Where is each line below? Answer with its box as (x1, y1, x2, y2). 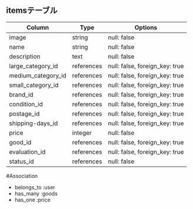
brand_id (9, 90, 34, 99)
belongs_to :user (14, 184, 55, 191)
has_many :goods (14, 190, 58, 197)
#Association (6, 172, 38, 179)
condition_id (9, 100, 43, 108)
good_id (9, 138, 32, 146)
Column (26, 23, 49, 31)
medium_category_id (9, 71, 66, 79)
